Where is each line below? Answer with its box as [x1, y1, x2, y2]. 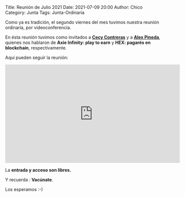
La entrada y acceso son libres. [5, 167, 71, 173]
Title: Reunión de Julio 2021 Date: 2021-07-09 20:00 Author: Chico [5, 4, 143, 10]
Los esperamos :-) [5, 186, 43, 192]
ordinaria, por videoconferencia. [5, 24, 71, 30]
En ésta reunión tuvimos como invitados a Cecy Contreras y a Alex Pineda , [5, 34, 161, 40]
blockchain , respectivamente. [5, 45, 67, 50]
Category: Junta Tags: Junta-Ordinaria [5, 9, 85, 15]
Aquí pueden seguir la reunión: [5, 54, 68, 60]
